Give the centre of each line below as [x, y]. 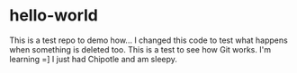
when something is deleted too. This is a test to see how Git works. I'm [140, 49]
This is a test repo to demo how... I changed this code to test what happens [148, 40]
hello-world [54, 16]
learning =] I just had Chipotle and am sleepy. [94, 59]
